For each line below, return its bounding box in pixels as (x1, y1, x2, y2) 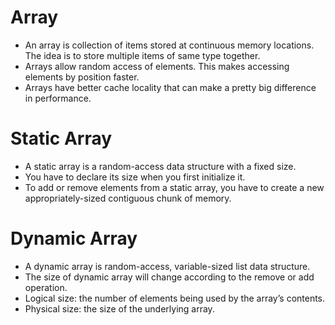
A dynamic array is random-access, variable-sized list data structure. (24, 260, 311, 272)
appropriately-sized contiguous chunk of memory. (24, 192, 232, 204)
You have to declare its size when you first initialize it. (24, 171, 246, 183)
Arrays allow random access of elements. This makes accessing (24, 60, 290, 72)
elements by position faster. (24, 71, 140, 83)
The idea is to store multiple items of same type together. (24, 49, 261, 61)
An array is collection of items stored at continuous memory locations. (24, 39, 315, 51)
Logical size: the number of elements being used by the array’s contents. (24, 292, 326, 304)
